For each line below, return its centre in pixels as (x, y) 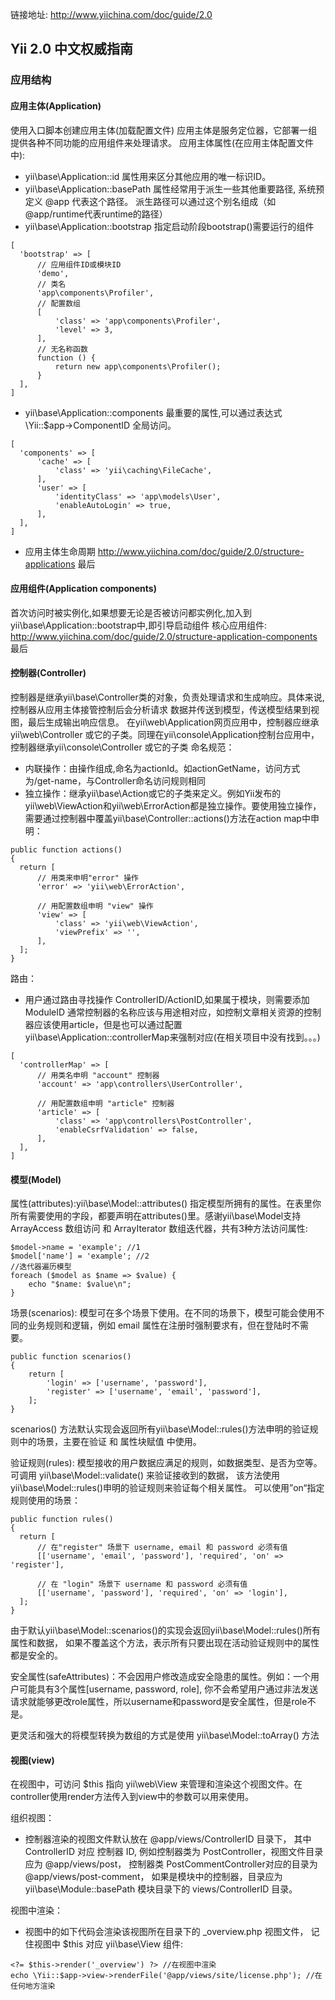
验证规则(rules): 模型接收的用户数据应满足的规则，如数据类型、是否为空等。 (166, 1463)
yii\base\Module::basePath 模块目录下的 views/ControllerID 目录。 (161, 1889)
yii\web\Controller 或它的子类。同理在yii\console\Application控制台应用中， (165, 734)
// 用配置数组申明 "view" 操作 (95, 906)
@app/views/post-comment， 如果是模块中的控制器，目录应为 (153, 1877)
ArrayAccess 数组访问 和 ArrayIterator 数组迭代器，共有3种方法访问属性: (159, 1229)
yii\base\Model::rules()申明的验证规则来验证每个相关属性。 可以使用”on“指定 (167, 1488)
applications (50, 564)
